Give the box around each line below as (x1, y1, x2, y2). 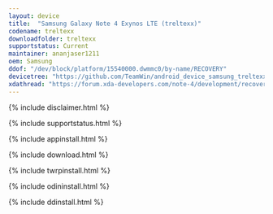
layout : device (8, 11, 60, 20)
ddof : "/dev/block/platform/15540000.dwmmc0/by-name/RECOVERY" (8, 65, 227, 73)
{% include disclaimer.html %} (8, 103, 110, 112)
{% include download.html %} (8, 150, 109, 159)
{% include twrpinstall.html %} (8, 165, 111, 175)
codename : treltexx (8, 27, 75, 35)
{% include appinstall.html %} (8, 133, 108, 143)
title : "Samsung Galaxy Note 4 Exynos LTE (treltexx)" (8, 20, 201, 28)
